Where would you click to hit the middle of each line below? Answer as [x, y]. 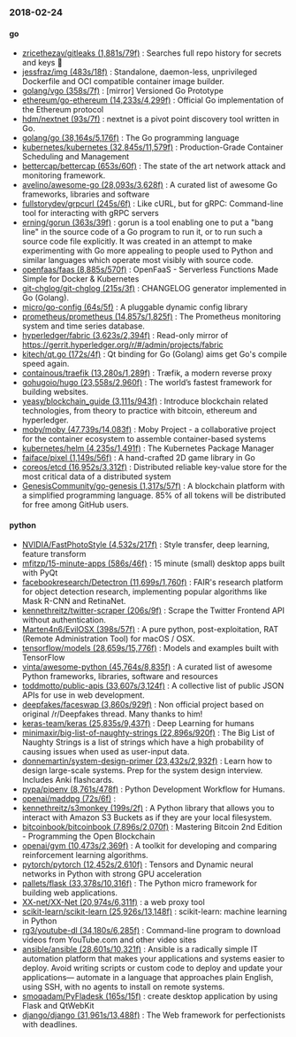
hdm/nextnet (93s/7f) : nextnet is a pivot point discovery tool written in [151, 119]
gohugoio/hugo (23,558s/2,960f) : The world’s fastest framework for [147, 383]
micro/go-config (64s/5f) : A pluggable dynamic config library [135, 307]
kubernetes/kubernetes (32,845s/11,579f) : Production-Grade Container [152, 147]
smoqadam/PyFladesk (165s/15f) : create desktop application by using [150, 996]
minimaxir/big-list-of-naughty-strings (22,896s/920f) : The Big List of [148, 733]
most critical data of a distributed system [96, 476]
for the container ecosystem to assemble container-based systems [144, 439]
